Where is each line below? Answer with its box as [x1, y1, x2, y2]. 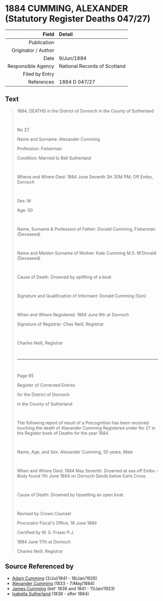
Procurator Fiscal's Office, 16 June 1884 [16, 520, 97, 526]
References [28, 78, 54, 85]
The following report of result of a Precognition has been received [16, 420, 149, 426]
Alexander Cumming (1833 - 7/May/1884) [12, 580, 95, 586]
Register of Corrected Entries [16, 382, 76, 388]
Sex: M [16, 198, 31, 204]
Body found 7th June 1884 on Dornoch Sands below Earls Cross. [16, 473, 147, 479]
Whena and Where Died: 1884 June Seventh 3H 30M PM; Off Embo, [16, 173, 153, 180]
